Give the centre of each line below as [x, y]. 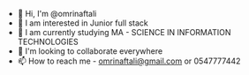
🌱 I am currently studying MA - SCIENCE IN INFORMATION [124, 32]
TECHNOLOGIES [48, 41]
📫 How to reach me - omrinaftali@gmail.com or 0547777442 [129, 61]
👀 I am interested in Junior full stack [83, 23]
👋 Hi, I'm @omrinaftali [57, 14]
